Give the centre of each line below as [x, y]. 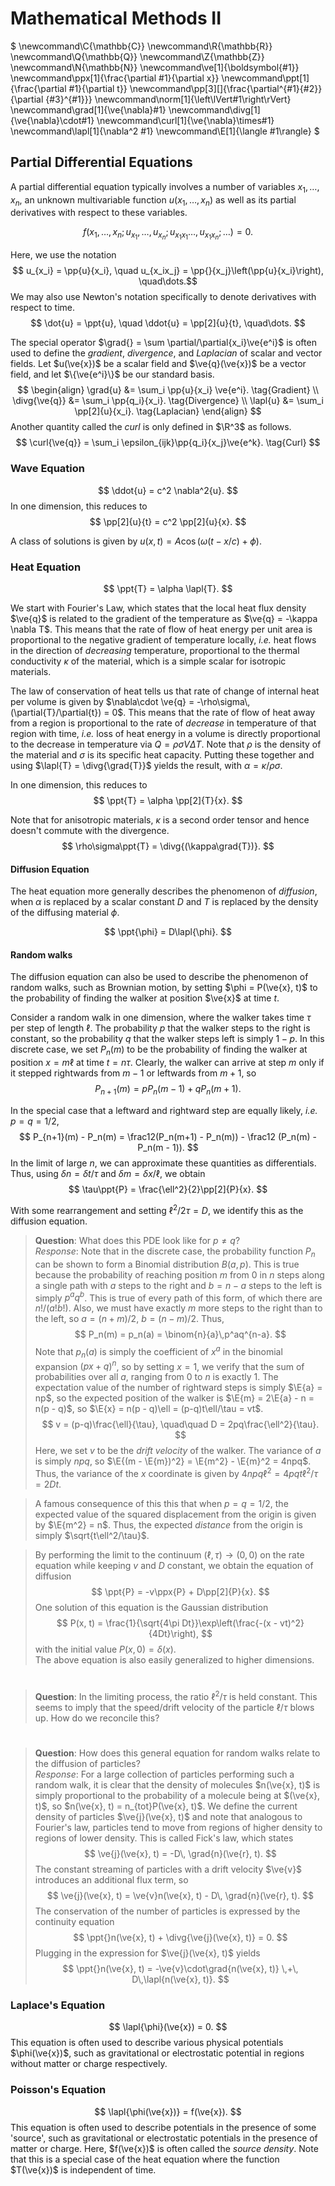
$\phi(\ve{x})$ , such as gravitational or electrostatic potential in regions [157, 2053]
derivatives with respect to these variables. [99, 213]
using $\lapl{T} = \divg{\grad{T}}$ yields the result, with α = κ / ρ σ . [146, 766]
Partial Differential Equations [101, 162]
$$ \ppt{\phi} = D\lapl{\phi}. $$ [168, 932]
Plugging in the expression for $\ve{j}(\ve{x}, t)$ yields [147, 1953]
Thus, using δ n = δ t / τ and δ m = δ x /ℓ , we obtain [108, 1174]
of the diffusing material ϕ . [65, 913]
